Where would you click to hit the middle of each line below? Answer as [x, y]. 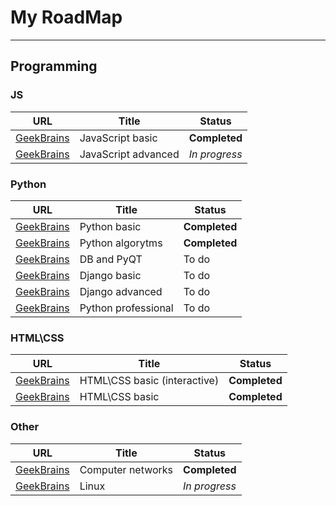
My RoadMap [66, 17]
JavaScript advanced [129, 154]
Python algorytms [121, 243]
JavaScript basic [118, 138]
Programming [54, 66]
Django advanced [121, 291]
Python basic [110, 226]
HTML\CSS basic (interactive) [149, 381]
